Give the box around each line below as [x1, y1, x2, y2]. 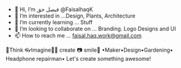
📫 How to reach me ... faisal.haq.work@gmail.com [14, 32, 142, 39]
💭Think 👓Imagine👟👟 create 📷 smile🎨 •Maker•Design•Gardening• [5, 46, 174, 53]
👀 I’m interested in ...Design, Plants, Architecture [14, 12, 136, 19]
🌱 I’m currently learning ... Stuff [14, 19, 93, 25]
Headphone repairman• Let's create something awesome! [5, 55, 151, 62]
